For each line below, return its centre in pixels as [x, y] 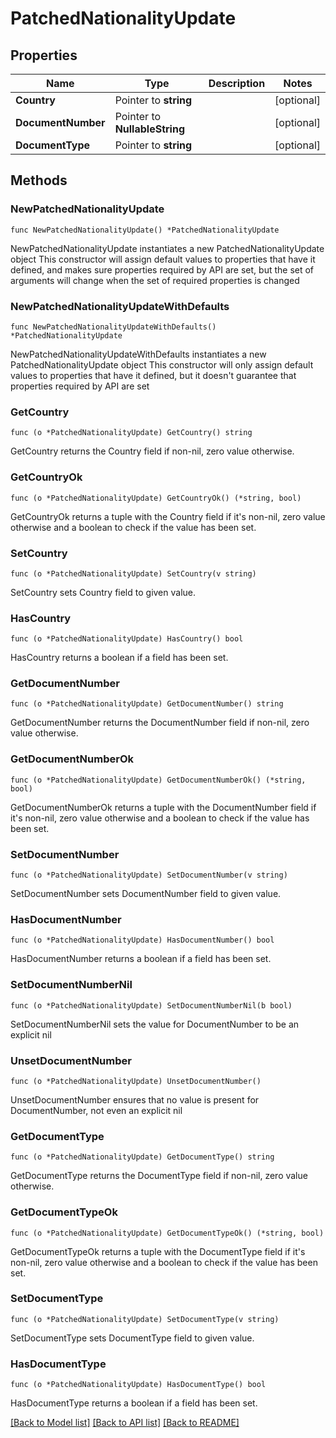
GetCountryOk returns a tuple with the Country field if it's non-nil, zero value [168, 516]
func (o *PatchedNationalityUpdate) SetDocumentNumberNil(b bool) [151, 1005]
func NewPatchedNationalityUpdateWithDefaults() [113, 327]
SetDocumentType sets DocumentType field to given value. [132, 1338]
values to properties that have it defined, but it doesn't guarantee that [153, 375]
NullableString [150, 129]
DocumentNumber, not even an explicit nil [96, 1110]
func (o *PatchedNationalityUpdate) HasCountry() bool [127, 639]
